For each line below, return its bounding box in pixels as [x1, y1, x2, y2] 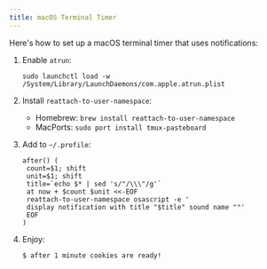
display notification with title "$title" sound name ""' [26, 202, 246, 211]
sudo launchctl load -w [21, 72, 111, 81]
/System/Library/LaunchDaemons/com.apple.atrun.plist [21, 79, 225, 89]
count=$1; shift [26, 163, 87, 173]
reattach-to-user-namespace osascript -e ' [26, 194, 190, 204]
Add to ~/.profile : [21, 138, 91, 149]
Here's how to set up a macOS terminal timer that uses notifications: [9, 37, 259, 48]
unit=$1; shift [26, 171, 82, 180]
